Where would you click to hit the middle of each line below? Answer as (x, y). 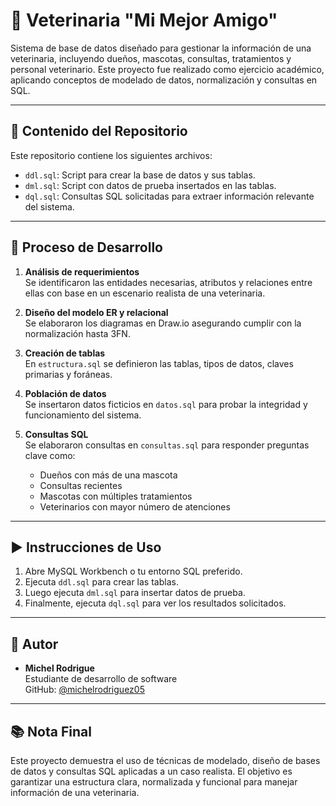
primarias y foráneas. (68, 374)
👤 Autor (34, 644)
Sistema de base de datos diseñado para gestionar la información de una (161, 48)
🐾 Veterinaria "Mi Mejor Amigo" (144, 20)
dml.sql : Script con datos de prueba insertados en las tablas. (150, 185)
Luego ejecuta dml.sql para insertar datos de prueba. (135, 593)
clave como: (50, 455)
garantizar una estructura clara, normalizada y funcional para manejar (154, 782)
